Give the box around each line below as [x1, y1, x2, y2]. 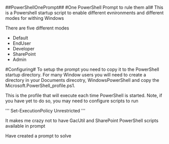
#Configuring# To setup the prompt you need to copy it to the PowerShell [5, 66, 159, 72]
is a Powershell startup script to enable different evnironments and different [5, 10, 164, 16]
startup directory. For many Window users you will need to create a [5, 72, 147, 78]
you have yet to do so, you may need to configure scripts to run [5, 98, 138, 104]
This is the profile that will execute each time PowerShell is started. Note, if [5, 93, 162, 98]
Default [12, 35, 29, 41]
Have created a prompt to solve [5, 133, 71, 139]
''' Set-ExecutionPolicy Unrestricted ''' [5, 108, 86, 113]
